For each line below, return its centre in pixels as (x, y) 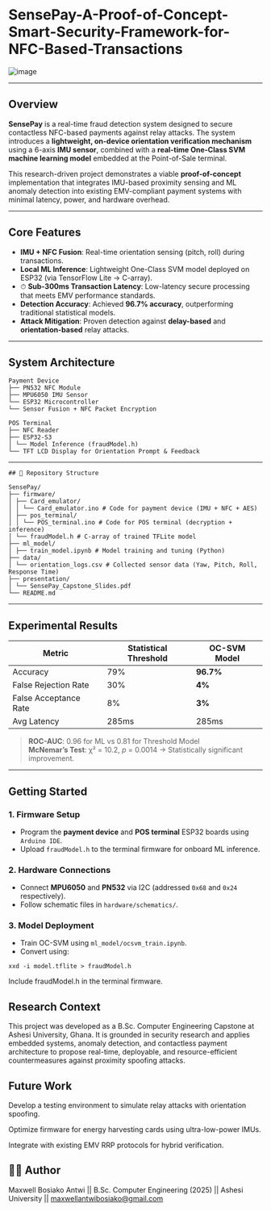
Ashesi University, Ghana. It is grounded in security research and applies (129, 1035)
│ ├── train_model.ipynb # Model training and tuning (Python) (117, 551)
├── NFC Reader (34, 430)
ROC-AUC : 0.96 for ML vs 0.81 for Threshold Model (114, 741)
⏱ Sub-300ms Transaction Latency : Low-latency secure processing (135, 286)
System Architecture (62, 362)
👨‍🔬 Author (35, 1170)
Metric (56, 654)
